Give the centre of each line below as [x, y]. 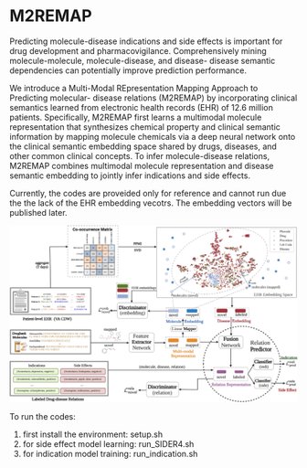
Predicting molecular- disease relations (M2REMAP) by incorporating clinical [153, 98]
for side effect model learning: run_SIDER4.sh [108, 443]
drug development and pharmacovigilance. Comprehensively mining [138, 50]
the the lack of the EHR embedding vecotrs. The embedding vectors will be [151, 203]
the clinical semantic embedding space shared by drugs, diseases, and [143, 146]
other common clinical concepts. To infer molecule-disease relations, [140, 155]
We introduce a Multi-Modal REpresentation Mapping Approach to [134, 88]
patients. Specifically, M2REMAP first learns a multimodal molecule [136, 117]
